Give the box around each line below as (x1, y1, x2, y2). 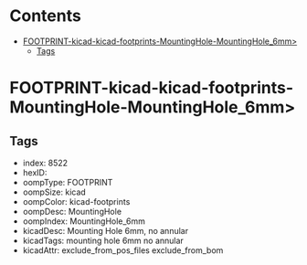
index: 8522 (22, 157, 69, 168)
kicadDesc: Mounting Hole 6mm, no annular (22, 225, 189, 236)
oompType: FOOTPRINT (22, 176, 113, 187)
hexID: (22, 166, 48, 178)
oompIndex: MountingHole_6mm (22, 216, 146, 227)
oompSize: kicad (22, 186, 87, 197)
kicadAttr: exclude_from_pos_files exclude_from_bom (22, 244, 224, 256)
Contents (9, 5, 82, 26)
